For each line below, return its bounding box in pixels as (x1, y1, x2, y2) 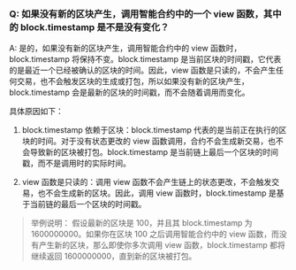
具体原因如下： (9, 106, 64, 117)
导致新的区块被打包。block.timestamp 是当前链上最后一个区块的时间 (29, 147, 278, 158)
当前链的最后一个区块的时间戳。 (29, 199, 147, 210)
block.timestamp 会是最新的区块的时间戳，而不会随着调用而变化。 (9, 87, 250, 98)
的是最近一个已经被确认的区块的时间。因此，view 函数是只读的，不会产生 (9, 65, 277, 76)
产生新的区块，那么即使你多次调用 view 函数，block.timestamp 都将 (38, 240, 285, 251)
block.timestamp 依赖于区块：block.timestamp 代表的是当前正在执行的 (21, 125, 280, 135)
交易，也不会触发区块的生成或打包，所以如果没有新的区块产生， (16, 76, 249, 87)
